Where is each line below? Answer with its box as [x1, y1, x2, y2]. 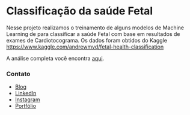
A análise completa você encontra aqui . [6, 55, 105, 62]
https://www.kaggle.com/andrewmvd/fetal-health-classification [6, 43, 164, 50]
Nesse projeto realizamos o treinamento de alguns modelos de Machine [6, 24, 185, 31]
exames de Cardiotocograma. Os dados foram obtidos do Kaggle [6, 37, 167, 44]
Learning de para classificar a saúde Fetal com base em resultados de [6, 30, 180, 37]
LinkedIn [14, 90, 37, 97]
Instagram [14, 96, 40, 103]
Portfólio [14, 102, 37, 110]
